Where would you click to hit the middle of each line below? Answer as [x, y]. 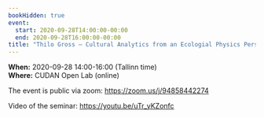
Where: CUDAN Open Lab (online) [64, 76]
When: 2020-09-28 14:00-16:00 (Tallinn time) [82, 67]
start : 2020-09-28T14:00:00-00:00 [71, 30]
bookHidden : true [37, 15]
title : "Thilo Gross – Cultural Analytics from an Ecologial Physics [125, 45]
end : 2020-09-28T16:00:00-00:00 [68, 37]
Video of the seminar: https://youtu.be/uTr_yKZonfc [91, 106]
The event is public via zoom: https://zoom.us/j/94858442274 [109, 90]
